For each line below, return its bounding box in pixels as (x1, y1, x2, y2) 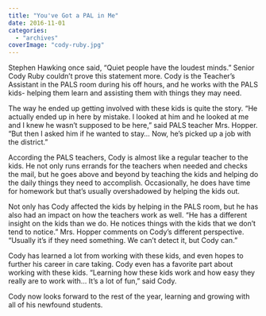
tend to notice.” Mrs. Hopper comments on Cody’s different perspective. (8, 227, 245, 237)
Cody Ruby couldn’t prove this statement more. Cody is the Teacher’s (8, 71, 236, 81)
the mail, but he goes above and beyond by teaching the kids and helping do (8, 170, 259, 179)
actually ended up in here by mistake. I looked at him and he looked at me (8, 112, 249, 121)
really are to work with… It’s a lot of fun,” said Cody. (8, 276, 177, 286)
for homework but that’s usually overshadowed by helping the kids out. (8, 187, 241, 196)
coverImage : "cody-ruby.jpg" (8, 41, 105, 49)
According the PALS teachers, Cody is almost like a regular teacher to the (8, 152, 249, 163)
